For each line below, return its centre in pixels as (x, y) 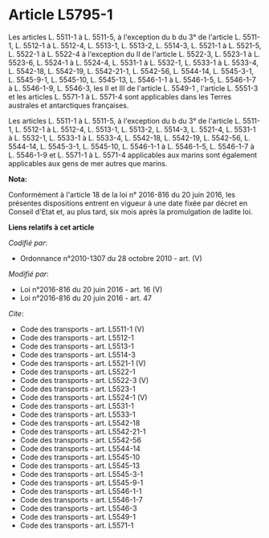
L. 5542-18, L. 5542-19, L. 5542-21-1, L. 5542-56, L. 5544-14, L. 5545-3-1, (131, 71)
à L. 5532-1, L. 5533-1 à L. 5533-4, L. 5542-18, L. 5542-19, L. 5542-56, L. (130, 137)
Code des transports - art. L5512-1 (77, 337)
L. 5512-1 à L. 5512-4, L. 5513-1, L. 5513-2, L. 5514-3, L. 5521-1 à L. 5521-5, (138, 45)
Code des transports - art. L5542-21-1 (83, 431)
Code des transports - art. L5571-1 (77, 525)
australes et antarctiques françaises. (69, 105)
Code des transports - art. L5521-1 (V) (83, 363)
